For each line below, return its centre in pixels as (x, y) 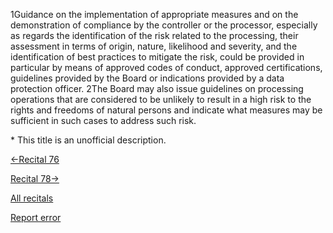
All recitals (32, 198)
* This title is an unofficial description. (88, 140)
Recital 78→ (35, 178)
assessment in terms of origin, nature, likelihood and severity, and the (154, 46)
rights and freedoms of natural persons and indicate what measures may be (166, 110)
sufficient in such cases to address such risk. (103, 120)
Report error (36, 217)
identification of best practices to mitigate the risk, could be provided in (157, 57)
